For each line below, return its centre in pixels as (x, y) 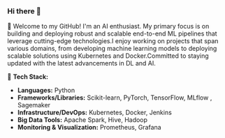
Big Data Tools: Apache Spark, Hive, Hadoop (82, 120)
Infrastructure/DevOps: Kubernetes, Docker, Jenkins (95, 113)
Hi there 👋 (24, 11)
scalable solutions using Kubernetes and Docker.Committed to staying (108, 56)
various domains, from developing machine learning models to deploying (112, 49)
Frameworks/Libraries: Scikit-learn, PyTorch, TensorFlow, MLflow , (115, 98)
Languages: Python (46, 91)
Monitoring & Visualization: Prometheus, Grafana (89, 128)
